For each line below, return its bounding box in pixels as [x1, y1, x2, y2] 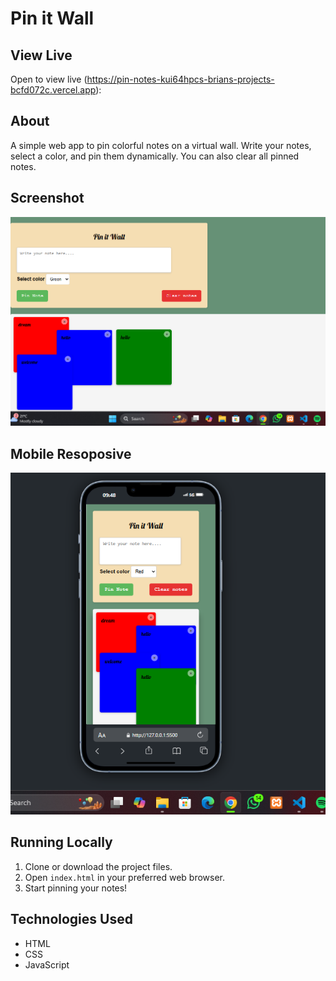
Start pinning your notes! [24, 882, 128, 894]
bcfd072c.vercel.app [10, 84, 97, 96]
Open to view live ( [10, 73, 88, 85]
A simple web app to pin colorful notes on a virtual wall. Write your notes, [10, 139, 312, 151]
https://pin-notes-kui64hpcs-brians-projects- [86, 73, 275, 85]
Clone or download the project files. [24, 860, 173, 872]
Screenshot [10, 190, 85, 207]
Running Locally [10, 834, 113, 851]
